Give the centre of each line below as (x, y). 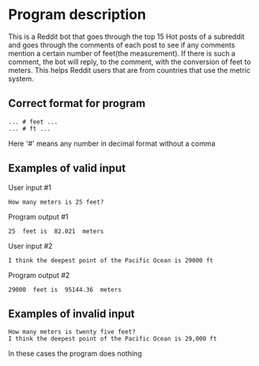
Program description (77, 15)
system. (21, 78)
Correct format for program (77, 103)
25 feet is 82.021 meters (56, 231)
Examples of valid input (67, 168)
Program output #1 (38, 216)
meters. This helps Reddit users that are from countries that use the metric (129, 70)
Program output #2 (39, 275)
